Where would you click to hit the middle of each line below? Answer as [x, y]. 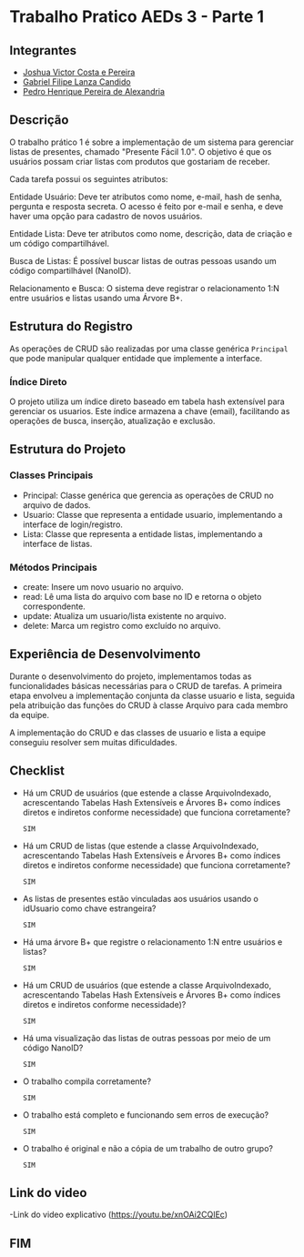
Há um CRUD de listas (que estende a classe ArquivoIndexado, [141, 846]
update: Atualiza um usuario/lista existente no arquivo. [124, 615]
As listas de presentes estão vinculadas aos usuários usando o [141, 898]
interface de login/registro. [72, 524]
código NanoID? [53, 1048]
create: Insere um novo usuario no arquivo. [103, 587]
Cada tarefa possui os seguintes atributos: [89, 178]
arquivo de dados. [56, 505]
